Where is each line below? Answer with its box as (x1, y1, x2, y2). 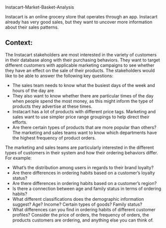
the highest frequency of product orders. (12, 135, 96, 140)
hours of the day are (12, 88, 54, 93)
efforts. (12, 119, 28, 125)
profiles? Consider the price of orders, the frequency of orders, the (12, 212, 150, 218)
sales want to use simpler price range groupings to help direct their (12, 114, 150, 120)
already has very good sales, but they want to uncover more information (5, 19, 153, 25)
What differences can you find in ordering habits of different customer (12, 206, 156, 212)
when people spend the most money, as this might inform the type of (12, 98, 154, 104)
